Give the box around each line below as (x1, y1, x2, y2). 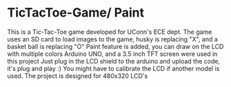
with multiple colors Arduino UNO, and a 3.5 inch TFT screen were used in (7, 50, 218, 58)
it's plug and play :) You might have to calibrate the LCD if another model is (7, 64, 220, 72)
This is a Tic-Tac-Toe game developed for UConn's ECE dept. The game (7, 28, 212, 36)
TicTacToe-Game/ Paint (7, 5, 145, 21)
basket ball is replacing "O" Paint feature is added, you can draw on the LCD (7, 42, 224, 50)
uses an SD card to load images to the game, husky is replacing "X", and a (7, 35, 219, 43)
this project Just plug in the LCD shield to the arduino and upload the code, (7, 57, 221, 65)
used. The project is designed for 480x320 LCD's (7, 71, 148, 80)
